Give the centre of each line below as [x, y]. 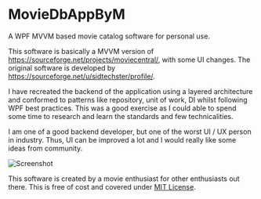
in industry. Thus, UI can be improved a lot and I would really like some [122, 139]
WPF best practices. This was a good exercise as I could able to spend [122, 108]
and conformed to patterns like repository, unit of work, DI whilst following [128, 99]
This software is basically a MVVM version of [81, 51]
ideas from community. [45, 148]
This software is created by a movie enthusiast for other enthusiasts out [124, 179]
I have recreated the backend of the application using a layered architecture [130, 91]
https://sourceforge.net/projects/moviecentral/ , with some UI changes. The [129, 60]
